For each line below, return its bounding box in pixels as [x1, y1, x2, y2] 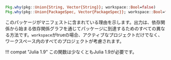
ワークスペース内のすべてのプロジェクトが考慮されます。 [5, 38, 124, 44]
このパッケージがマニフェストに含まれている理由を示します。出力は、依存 [5, 19, 161, 25]
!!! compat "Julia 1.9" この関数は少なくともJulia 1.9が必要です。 [5, 48, 137, 55]
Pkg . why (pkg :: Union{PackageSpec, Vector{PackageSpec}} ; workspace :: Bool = [5, 9, 165, 15]
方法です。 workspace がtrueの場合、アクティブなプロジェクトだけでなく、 [9, 32, 163, 38]
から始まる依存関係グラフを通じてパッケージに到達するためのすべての [9, 25, 157, 31]
